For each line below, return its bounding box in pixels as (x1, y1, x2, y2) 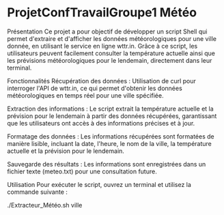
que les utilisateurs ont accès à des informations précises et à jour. (7, 119, 195, 127)
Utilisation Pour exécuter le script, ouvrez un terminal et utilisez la (7, 180, 191, 188)
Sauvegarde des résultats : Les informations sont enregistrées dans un (7, 160, 206, 168)
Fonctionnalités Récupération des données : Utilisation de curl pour (7, 76, 197, 85)
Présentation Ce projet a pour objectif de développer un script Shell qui (7, 27, 208, 35)
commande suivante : (7, 188, 68, 196)
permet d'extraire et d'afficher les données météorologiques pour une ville (7, 34, 217, 42)
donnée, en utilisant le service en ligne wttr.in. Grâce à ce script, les (7, 42, 198, 50)
